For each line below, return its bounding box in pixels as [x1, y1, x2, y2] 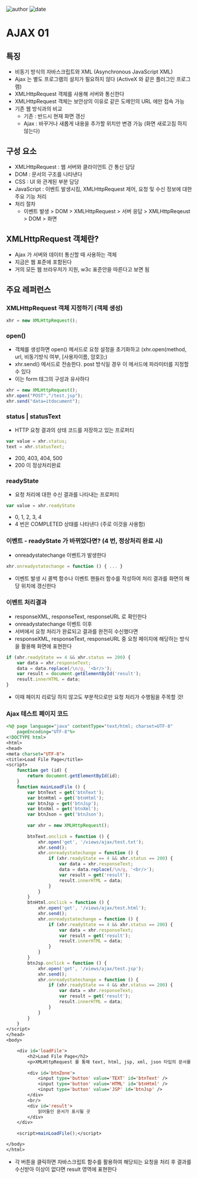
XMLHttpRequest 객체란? [6, 234, 99, 244]
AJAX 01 [6, 27, 49, 40]
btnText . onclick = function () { [27, 833, 110, 839]
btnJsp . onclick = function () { [27, 960, 108, 966]
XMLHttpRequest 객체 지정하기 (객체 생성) [6, 304, 123, 312]
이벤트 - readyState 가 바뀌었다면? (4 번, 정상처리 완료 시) [6, 537, 163, 545]
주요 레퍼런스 [6, 285, 51, 295]
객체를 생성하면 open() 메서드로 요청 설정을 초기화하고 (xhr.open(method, [14, 346, 187, 353]
